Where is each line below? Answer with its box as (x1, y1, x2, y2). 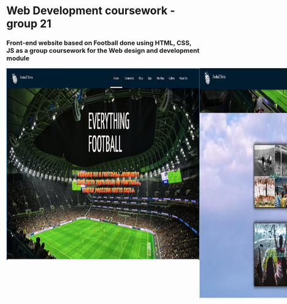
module (6, 54, 29, 63)
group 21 (6, 17, 52, 31)
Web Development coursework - (6, 4, 175, 18)
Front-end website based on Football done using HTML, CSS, (6, 39, 192, 47)
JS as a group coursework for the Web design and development (6, 47, 200, 55)
